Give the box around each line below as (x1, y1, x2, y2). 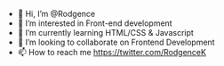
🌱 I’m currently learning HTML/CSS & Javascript (17, 28, 194, 37)
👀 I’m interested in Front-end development (17, 18, 172, 29)
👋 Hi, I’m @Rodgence (17, 9, 96, 19)
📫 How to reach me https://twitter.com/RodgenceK (17, 47, 207, 57)
